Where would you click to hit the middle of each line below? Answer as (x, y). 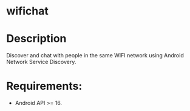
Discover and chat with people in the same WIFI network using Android (95, 55)
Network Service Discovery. (41, 62)
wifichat (27, 11)
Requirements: (44, 86)
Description (36, 39)
